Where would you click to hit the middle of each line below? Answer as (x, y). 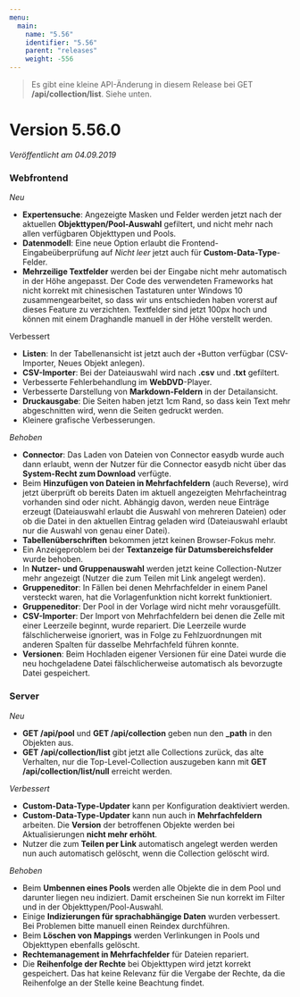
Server (25, 696)
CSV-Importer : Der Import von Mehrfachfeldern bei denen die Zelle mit (154, 616)
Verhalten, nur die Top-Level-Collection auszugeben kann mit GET (145, 761)
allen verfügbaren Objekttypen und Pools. (99, 234)
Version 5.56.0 (65, 130)
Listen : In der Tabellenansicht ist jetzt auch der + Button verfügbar (143, 354)
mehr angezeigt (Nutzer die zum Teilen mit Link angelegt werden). (144, 578)
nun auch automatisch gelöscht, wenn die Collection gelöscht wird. (146, 853)
